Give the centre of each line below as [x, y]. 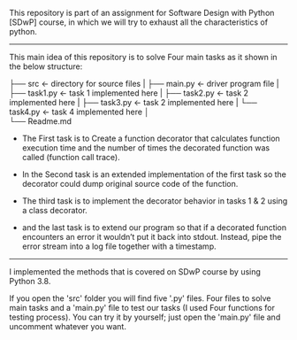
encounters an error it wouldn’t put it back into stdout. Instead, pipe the [152, 237]
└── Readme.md [41, 121]
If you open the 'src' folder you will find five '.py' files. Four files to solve [140, 298]
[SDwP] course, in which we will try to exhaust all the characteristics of [138, 22]
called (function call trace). [71, 157]
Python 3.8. [30, 281]
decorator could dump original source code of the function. [130, 184]
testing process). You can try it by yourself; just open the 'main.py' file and [145, 317]
